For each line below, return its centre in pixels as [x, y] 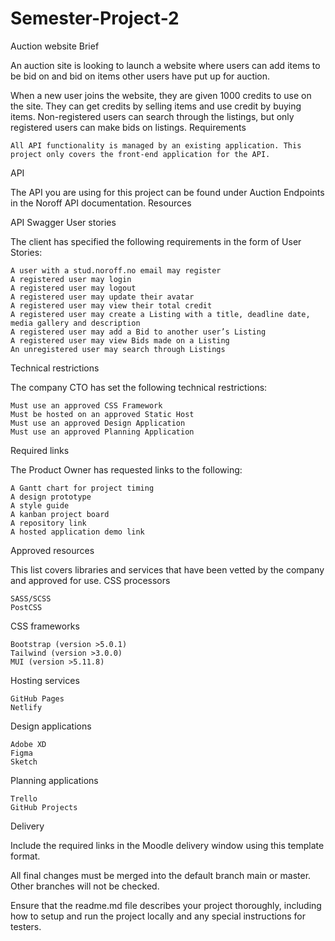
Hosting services [45, 680]
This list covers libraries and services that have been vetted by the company [167, 569]
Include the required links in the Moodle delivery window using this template [167, 845]
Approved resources [52, 550]
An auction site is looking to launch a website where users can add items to [165, 65]
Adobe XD [28, 744]
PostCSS [26, 607]
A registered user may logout [73, 288]
